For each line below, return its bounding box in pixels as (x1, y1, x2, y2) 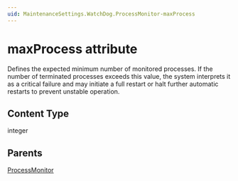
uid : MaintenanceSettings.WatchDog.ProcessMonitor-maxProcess (7, 10, 195, 18)
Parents (7, 147, 43, 159)
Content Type (7, 107, 70, 119)
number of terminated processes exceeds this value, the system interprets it (7, 72, 231, 80)
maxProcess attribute (7, 40, 138, 57)
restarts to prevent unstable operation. (7, 87, 120, 96)
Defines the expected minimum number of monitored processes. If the (7, 65, 213, 73)
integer (7, 126, 28, 135)
